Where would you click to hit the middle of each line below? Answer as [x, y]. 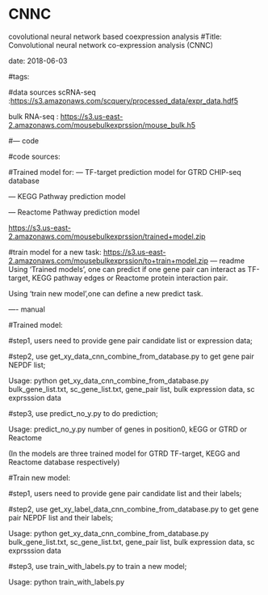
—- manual [27, 309]
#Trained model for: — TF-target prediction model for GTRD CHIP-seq [125, 172]
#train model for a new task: [55, 252]
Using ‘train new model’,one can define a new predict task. [106, 293]
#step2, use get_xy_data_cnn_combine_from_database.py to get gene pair [131, 356]
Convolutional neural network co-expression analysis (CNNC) [111, 45]
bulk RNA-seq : [33, 116]
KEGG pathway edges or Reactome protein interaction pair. [130, 278]
